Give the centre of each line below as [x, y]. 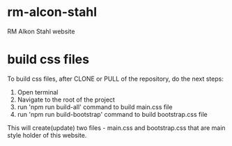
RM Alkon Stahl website [41, 31]
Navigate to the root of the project [66, 99]
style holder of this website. [47, 135]
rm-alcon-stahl [52, 12]
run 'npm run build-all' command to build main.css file [95, 107]
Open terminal [38, 92]
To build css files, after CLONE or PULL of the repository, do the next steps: [116, 79]
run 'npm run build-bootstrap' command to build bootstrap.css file [112, 114]
